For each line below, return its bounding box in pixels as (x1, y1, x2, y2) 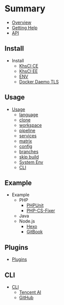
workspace (19, 122, 42, 128)
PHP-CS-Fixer (26, 208, 55, 214)
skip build (19, 153, 39, 159)
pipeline (19, 127, 35, 133)
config (19, 143, 32, 149)
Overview (11, 19, 32, 25)
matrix (19, 138, 32, 144)
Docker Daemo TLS (19, 78, 59, 84)
